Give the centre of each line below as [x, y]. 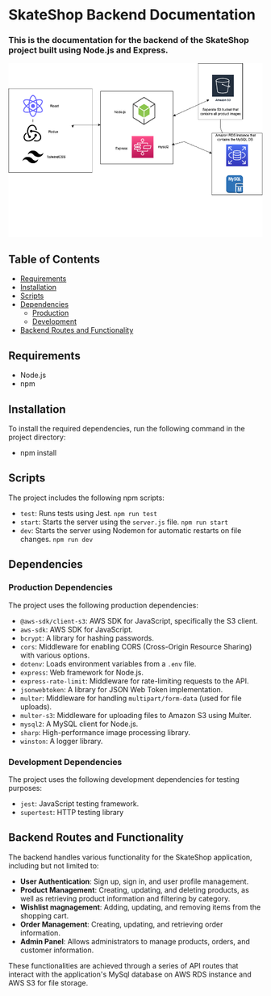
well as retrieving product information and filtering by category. [125, 898]
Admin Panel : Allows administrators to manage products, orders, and [135, 941]
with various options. [55, 655]
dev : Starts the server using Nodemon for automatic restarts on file [131, 530]
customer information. [57, 950]
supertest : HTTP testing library [72, 812]
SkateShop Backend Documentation [132, 15]
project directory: [37, 437]
